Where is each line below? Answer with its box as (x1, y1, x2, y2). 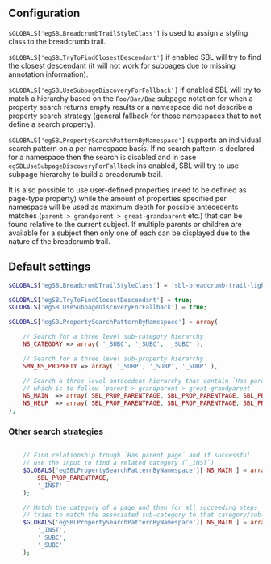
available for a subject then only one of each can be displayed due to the (8, 228, 251, 238)
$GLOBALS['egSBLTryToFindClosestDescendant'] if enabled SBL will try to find (8, 52, 261, 61)
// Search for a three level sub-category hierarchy (23, 333, 204, 341)
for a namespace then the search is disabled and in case (8, 152, 197, 162)
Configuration (8, 6, 81, 20)
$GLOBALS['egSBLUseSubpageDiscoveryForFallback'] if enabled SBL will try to (8, 85, 261, 95)
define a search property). (8, 119, 96, 128)
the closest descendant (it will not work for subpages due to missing (8, 61, 236, 70)
